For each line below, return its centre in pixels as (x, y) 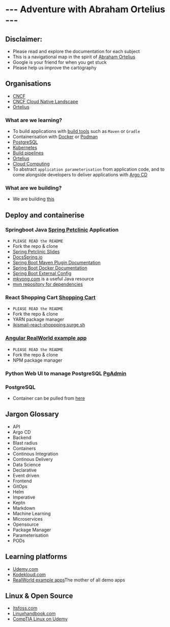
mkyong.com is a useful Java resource (53, 279)
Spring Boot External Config (42, 273)
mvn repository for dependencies (48, 284)
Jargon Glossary (32, 414)
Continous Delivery (33, 459)
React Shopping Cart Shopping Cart (50, 297)
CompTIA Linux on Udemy (40, 619)
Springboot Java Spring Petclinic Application (62, 229)
